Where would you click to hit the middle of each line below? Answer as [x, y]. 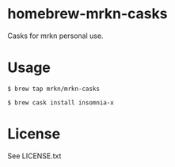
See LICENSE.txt [34, 156]
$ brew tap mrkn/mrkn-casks [54, 89]
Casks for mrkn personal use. [55, 36]
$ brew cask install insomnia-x [61, 102]
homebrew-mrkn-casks [87, 14]
